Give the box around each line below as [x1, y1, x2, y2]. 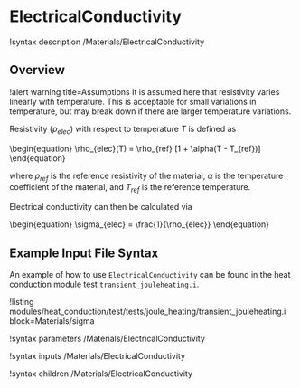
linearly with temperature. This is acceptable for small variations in [9, 96, 257, 107]
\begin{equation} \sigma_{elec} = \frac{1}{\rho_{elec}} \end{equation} [9, 219, 269, 230]
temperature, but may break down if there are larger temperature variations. [9, 106, 292, 117]
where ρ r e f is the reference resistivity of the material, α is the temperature [9, 170, 284, 183]
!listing [9, 296, 34, 307]
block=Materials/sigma [9, 315, 95, 326]
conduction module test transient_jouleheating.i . [9, 279, 200, 289]
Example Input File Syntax [9, 245, 159, 260]
